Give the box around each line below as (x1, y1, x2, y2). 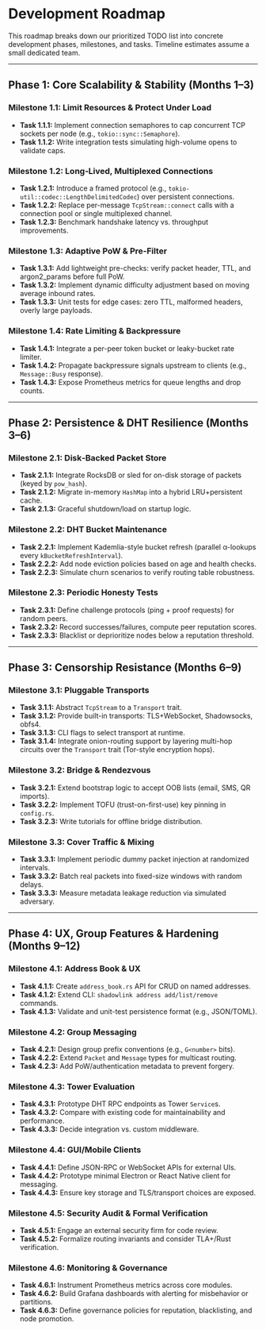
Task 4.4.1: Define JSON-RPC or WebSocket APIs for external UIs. (19, 1162, 237, 1172)
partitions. (19, 1297, 53, 1307)
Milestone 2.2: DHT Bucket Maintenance (8, 524, 168, 535)
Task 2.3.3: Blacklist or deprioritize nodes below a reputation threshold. (19, 630, 255, 640)
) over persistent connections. (137, 191, 235, 201)
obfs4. (19, 719, 41, 729)
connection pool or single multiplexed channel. (19, 208, 173, 218)
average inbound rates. (19, 289, 96, 299)
